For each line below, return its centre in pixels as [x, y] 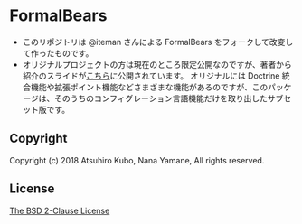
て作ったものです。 [58, 53]
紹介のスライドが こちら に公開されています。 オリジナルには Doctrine [151, 75]
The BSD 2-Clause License [60, 210]
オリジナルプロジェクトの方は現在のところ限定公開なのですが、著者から [157, 64]
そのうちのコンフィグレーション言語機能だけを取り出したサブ [169, 98]
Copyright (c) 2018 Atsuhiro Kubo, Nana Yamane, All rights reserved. [137, 160]
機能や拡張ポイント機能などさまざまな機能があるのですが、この [149, 87]
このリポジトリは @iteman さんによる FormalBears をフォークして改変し [158, 42]
